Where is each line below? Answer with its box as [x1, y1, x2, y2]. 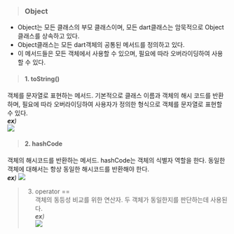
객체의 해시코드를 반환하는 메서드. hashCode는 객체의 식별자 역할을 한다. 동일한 [7, 156, 226, 164]
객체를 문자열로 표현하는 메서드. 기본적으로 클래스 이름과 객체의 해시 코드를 [7, 91, 212, 99]
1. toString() [24, 74, 60, 83]
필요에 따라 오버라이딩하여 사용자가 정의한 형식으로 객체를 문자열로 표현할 [22, 99, 223, 108]
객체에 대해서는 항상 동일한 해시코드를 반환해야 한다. [7, 165, 149, 173]
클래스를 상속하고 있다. [17, 32, 80, 41]
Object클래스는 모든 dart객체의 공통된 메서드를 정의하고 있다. [17, 41, 185, 49]
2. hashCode [24, 139, 63, 148]
